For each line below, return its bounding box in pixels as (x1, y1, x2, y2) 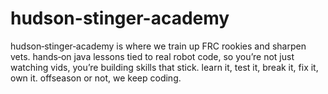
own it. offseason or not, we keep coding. (10, 72, 182, 84)
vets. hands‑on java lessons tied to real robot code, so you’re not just (10, 50, 295, 62)
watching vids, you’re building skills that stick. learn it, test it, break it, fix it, (10, 61, 319, 73)
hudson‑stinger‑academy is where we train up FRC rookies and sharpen (10, 40, 307, 52)
